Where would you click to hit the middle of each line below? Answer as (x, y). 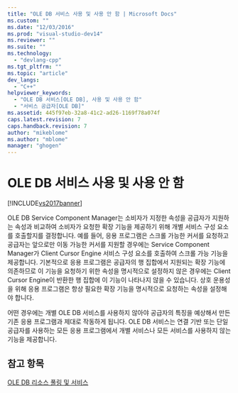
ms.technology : (30, 54)
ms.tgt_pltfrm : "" (34, 67)
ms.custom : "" (28, 21)
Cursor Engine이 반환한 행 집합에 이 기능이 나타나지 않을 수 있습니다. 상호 (109, 280)
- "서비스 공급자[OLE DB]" (49, 106)
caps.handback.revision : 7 (47, 126)
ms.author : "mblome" (38, 139)
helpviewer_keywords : (39, 93)
